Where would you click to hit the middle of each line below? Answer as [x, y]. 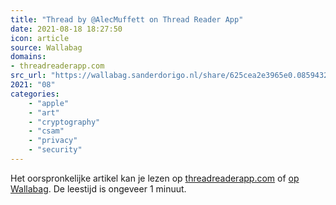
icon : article [40, 38]
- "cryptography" [64, 122]
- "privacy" [53, 141]
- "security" [55, 150]
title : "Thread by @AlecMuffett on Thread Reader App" [127, 19]
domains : [28, 57]
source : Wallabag [46, 47]
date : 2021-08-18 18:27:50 [66, 29]
